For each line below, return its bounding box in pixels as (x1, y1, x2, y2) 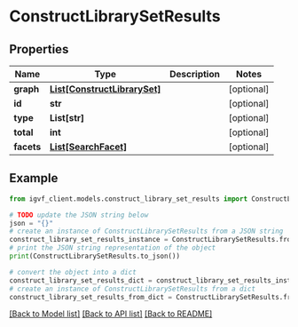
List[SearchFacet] (50, 140, 127, 153)
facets (13, 140, 42, 153)
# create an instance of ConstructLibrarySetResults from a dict (9, 284, 255, 293)
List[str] (50, 112, 85, 124)
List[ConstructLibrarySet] (50, 83, 161, 95)
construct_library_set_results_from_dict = (9, 292, 173, 301)
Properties (9, 42, 69, 57)
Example (9, 171, 59, 186)
